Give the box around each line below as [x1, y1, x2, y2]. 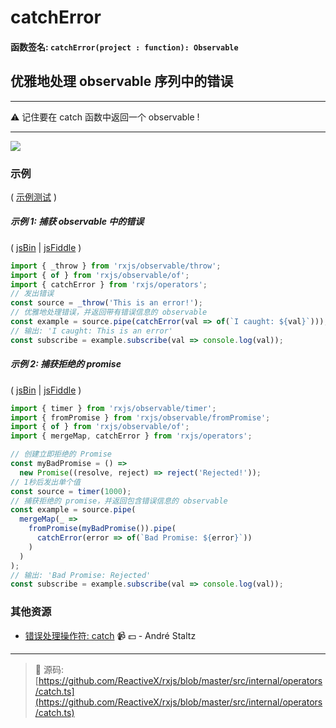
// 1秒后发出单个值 [10, 477, 81, 487]
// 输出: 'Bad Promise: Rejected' [10, 570, 152, 580]
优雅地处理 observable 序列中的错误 [10, 73, 234, 90]
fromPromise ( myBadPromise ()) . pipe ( [28, 524, 177, 534]
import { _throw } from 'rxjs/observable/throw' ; [10, 261, 222, 271]
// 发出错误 [10, 289, 55, 299]
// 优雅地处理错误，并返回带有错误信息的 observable [10, 307, 208, 318]
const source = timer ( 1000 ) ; [10, 486, 132, 496]
